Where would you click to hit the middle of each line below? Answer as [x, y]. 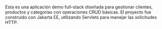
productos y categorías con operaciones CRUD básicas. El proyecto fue [78, 12]
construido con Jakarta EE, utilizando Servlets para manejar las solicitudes [81, 17]
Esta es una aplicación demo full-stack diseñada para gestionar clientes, [79, 7]
